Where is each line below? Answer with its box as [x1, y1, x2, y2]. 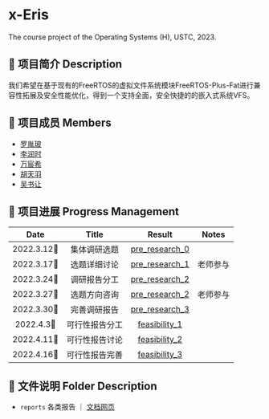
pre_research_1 [130, 258, 190, 270]
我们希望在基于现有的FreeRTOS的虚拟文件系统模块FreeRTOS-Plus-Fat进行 [8, 80, 255, 90]
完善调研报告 [70, 304, 119, 315]
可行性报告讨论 [66, 335, 123, 346]
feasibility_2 [137, 334, 183, 345]
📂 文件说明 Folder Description [8, 379, 157, 393]
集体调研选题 [70, 244, 119, 255]
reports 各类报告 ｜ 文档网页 [19, 402, 115, 412]
